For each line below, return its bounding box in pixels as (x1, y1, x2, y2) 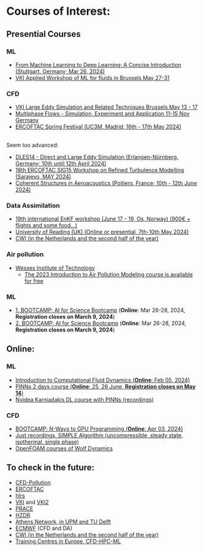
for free (24, 277, 44, 284)
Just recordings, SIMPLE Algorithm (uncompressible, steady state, (15, 432, 183, 439)
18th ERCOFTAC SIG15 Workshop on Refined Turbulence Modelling (15, 166, 184, 174)
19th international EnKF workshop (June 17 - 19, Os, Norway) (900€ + (15, 215, 191, 222)
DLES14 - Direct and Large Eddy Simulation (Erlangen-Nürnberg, (15, 154, 179, 161)
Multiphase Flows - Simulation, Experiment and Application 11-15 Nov (15, 110, 190, 117)
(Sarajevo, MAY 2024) (15, 173, 72, 181)
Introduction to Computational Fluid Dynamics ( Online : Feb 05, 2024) (15, 376, 191, 383)
